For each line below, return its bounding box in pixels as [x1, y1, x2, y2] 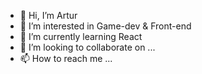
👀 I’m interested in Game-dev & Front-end [19, 20, 192, 32]
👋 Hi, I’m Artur [19, 10, 78, 21]
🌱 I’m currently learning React [19, 31, 143, 42]
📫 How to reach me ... [19, 53, 113, 64]
